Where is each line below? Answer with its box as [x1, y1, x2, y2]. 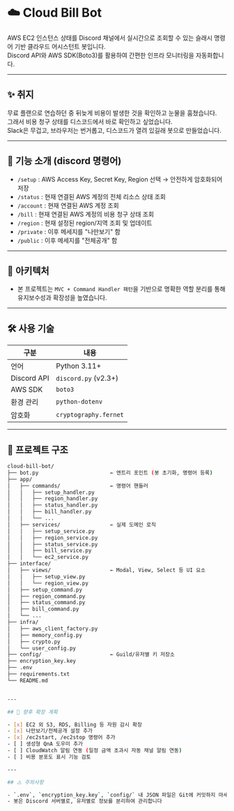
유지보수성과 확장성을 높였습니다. [17, 293, 107, 302]
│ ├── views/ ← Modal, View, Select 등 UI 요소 [7, 567, 206, 573]
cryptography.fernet [56, 411, 124, 419]
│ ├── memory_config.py [7, 631, 82, 638]
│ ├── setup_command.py [7, 586, 82, 593]
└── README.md [7, 677, 49, 684]
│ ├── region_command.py [7, 592, 86, 600]
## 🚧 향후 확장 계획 [7, 708, 58, 715]
